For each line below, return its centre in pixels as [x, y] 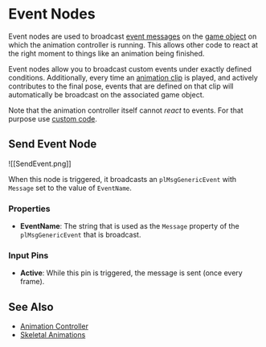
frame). [32, 282]
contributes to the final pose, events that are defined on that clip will [121, 86]
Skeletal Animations [53, 335]
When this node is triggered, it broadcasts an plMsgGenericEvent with [123, 179]
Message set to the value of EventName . [70, 188]
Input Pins [29, 255]
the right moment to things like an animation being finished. [106, 53]
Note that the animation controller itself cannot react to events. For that [126, 110]
